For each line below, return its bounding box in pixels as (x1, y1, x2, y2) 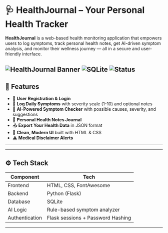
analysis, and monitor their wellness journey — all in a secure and (5, 45, 140, 51)
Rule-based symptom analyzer (46, 206, 120, 213)
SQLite (46, 198, 63, 205)
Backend (7, 190, 28, 197)
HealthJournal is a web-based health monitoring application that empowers (5, 35, 162, 41)
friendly (5, 51, 21, 57)
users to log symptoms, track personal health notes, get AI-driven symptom (5, 40, 161, 46)
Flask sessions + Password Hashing (46, 214, 131, 221)
